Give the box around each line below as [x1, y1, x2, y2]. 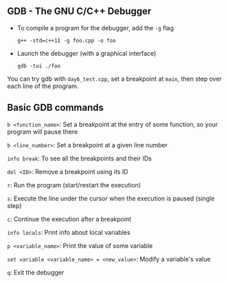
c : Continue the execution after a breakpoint [7, 215, 132, 223]
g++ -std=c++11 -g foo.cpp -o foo [16, 37, 116, 44]
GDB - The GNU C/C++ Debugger [7, 6, 152, 17]
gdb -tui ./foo [16, 62, 61, 70]
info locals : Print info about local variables [7, 228, 130, 236]
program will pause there [7, 127, 78, 136]
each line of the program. [7, 82, 79, 90]
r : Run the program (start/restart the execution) [7, 180, 141, 189]
